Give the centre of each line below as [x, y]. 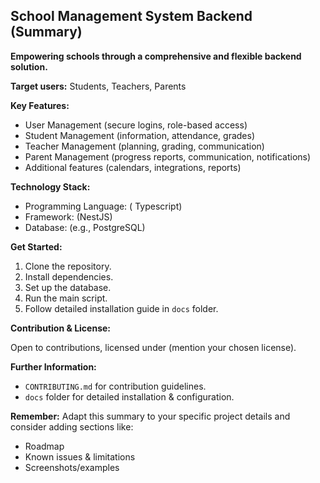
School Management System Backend [131, 16]
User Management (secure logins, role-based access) [136, 125]
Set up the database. [68, 287]
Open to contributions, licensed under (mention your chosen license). [153, 347]
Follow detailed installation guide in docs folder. [121, 308]
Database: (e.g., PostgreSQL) [85, 227]
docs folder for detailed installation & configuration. [129, 396]
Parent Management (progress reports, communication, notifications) [168, 156]
